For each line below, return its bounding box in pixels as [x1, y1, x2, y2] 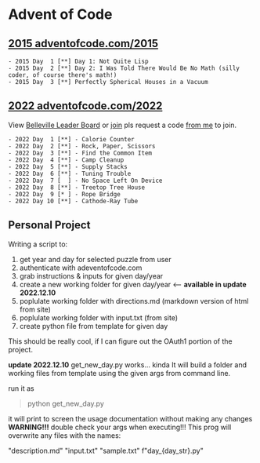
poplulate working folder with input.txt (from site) [19, 312, 179, 323]
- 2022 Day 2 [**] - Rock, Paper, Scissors [8, 142, 156, 150]
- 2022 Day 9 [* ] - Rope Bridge [8, 190, 121, 198]
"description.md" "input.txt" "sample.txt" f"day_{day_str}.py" [8, 446, 204, 455]
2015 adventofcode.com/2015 [8, 37, 159, 50]
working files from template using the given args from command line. [8, 368, 231, 377]
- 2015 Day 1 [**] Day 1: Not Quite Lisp [8, 57, 149, 65]
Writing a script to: [8, 239, 68, 249]
